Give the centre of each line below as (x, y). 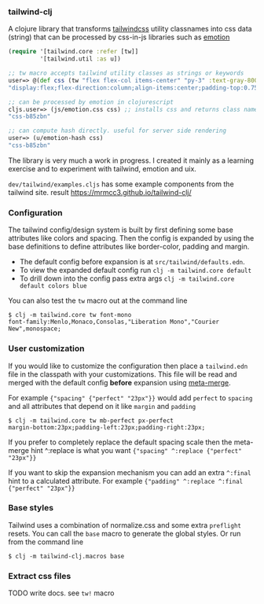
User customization (46, 348)
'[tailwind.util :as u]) (81, 59)
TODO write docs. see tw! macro (61, 593)
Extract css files (40, 576)
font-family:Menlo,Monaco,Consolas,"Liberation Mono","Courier (114, 322)
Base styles (31, 508)
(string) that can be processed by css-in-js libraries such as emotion (119, 37)
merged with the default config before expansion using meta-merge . (119, 382)
